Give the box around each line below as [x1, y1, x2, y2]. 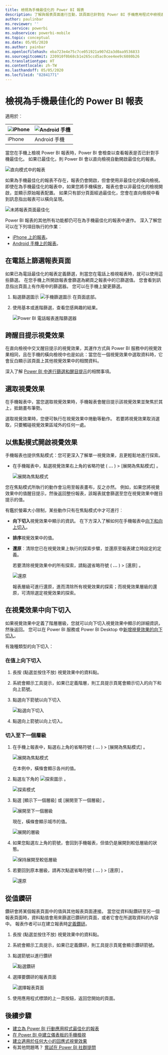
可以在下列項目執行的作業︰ [5, 223, 62, 229]
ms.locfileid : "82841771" [5, 73, 59, 78]
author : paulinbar [5, 17, 43, 22]
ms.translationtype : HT [5, 59, 55, 64]
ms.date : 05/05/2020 [5, 40, 48, 45]
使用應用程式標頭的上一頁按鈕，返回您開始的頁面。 [12, 995, 118, 1001]
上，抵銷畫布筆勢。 [5, 405, 45, 411]
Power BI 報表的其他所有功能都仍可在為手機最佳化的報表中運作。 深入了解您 [5, 217, 162, 223]
